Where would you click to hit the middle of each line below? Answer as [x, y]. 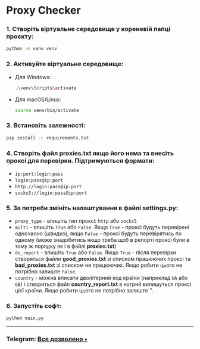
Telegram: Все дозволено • [47, 339]
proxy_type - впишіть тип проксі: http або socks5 [76, 221]
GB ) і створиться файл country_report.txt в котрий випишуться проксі [103, 284]
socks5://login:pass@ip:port [51, 193]
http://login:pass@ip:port [48, 186]
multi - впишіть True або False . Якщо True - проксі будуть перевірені [102, 228]
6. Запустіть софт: [34, 306]
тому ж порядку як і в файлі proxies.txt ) [65, 246]
